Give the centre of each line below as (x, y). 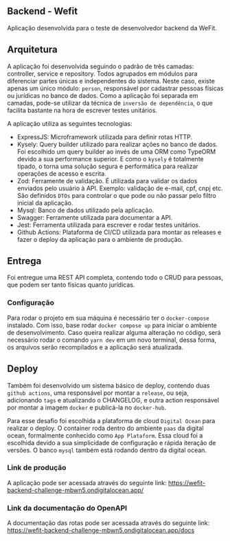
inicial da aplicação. (45, 203)
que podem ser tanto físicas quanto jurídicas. (71, 285)
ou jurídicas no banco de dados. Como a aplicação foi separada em (103, 95)
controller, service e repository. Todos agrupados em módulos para (102, 73)
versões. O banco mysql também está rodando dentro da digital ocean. (107, 450)
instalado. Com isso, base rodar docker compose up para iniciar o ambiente (112, 325)
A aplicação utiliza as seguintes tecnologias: (70, 123)
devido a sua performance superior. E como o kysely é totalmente (110, 159)
